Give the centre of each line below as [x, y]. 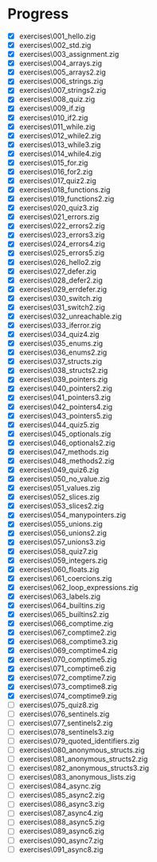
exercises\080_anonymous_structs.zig [82, 750]
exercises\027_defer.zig [58, 271]
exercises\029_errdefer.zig [63, 289]
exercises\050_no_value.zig [64, 479]
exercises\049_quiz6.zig [59, 470]
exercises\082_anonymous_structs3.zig [84, 768]
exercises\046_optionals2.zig [67, 443]
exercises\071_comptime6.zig [67, 668]
